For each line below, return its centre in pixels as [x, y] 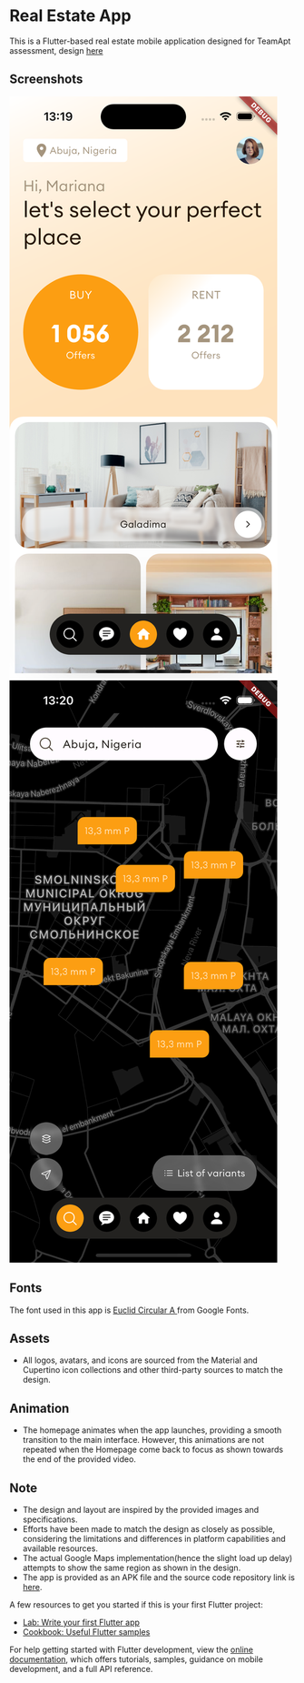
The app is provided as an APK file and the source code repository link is [158, 1577]
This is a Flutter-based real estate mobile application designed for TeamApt [150, 41]
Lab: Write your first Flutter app [81, 1622]
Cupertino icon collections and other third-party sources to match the [152, 1370]
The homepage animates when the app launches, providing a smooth [152, 1430]
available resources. [60, 1548]
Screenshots [46, 80]
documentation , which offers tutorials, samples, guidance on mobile [136, 1659]
